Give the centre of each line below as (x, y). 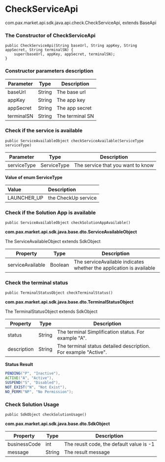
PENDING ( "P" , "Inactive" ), (33, 373)
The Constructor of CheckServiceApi (50, 35)
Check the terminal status (37, 283)
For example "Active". (82, 352)
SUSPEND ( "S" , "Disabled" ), (33, 383)
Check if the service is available (44, 130)
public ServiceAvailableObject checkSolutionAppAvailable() (68, 223)
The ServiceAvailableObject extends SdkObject (53, 242)
